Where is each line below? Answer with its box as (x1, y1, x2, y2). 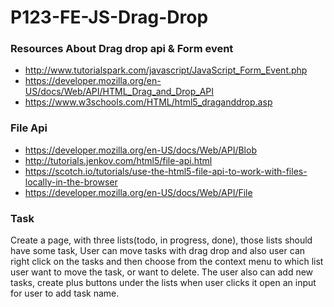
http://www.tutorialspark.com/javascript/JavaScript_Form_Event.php (24, 64, 308, 76)
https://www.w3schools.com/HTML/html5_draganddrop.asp (24, 96, 273, 108)
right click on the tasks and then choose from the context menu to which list (10, 256, 324, 268)
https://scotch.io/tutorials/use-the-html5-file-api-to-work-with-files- (24, 165, 308, 177)
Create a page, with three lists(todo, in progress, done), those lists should (10, 234, 313, 246)
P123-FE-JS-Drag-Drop (10, 6, 209, 29)
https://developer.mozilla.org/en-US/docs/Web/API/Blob (24, 144, 257, 156)
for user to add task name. (10, 287, 120, 300)
